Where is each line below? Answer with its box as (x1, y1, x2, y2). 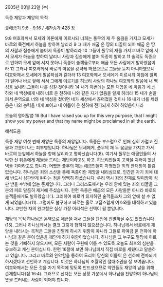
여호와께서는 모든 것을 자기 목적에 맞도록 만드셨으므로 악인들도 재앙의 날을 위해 (5, 265, 155, 270)
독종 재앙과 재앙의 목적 (5, 15, 48, 20)
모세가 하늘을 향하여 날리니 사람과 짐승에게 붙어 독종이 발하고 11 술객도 (10, 54, 144, 59)
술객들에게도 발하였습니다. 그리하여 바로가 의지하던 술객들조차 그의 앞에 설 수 (5, 193, 151, 199)
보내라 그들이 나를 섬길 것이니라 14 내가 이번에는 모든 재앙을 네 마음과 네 (14, 84, 151, 90)
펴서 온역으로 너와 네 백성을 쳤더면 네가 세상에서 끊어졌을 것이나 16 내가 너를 (5, 96, 149, 102)
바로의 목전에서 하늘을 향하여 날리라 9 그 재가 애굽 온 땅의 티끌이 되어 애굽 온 (5, 41, 150, 47)
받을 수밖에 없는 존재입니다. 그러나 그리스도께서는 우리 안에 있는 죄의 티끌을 (10, 181, 153, 187)
